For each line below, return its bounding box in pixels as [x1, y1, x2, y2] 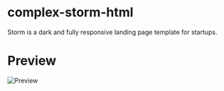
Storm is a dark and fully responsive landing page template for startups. [7, 28, 218, 36]
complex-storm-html [7, 4, 134, 21]
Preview [7, 53, 57, 69]
